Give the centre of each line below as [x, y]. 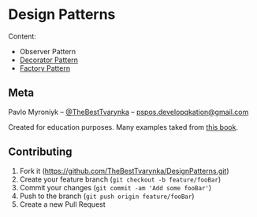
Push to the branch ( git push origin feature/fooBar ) [107, 196]
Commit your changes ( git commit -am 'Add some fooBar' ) [115, 187]
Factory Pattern [45, 68]
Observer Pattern [48, 51]
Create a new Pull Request [63, 204]
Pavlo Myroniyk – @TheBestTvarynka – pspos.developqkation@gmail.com [128, 112]
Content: [22, 36]
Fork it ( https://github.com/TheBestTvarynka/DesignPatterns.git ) [125, 171]
